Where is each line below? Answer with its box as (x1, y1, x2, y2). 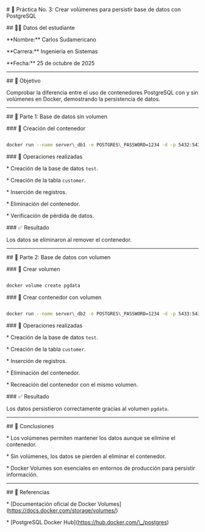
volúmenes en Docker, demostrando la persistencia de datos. (6, 95, 160, 102)
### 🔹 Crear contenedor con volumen (6, 293, 102, 301)
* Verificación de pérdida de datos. (6, 212, 95, 219)
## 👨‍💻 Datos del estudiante (6, 24, 75, 31)
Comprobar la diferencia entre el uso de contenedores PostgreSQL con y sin (6, 89, 198, 96)
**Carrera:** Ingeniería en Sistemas (6, 48, 98, 55)
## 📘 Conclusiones (6, 422, 54, 430)
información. (6, 470, 38, 478)
